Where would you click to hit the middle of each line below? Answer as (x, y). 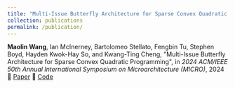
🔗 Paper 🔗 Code (31, 77)
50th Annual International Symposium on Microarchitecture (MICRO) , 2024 (116, 69)
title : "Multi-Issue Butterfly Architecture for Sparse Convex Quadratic (117, 14)
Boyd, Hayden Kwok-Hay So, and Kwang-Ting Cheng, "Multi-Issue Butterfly (116, 54)
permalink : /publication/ (45, 27)
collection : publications (45, 20)
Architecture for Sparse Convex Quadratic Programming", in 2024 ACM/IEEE (117, 62)
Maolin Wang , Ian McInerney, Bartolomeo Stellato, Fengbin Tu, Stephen (111, 47)
